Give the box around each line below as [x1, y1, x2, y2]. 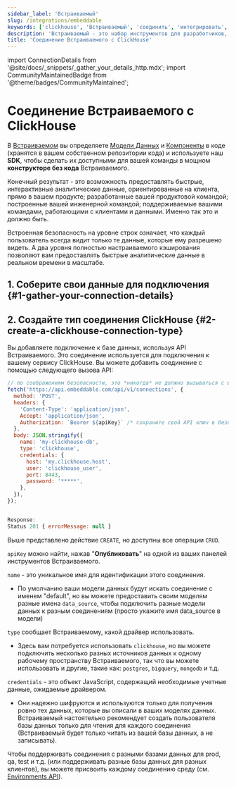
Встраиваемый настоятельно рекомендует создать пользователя [17, 713, 216, 722]
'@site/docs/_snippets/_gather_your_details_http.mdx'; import [7, 63, 186, 72]
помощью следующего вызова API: [7, 366, 114, 374]
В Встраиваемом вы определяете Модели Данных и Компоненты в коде [7, 142, 226, 150]
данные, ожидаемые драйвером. [7, 685, 107, 693]
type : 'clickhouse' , [20, 445, 80, 452]
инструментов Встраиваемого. [7, 557, 100, 565]
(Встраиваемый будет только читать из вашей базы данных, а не [17, 729, 214, 737]
